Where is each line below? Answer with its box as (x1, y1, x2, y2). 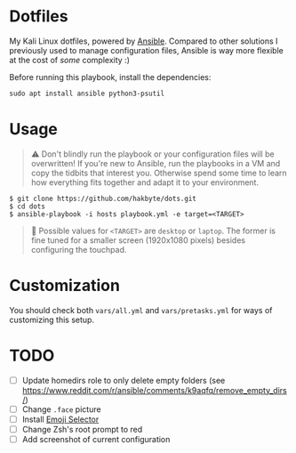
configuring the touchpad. (30, 244, 127, 255)
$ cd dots (9, 202, 46, 211)
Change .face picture (21, 403, 101, 415)
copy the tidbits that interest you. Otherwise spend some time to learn (30, 167, 287, 178)
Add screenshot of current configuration (21, 433, 171, 444)
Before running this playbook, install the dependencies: (9, 71, 212, 82)
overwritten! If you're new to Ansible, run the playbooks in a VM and (30, 158, 281, 168)
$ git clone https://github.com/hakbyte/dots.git (9, 194, 197, 203)
